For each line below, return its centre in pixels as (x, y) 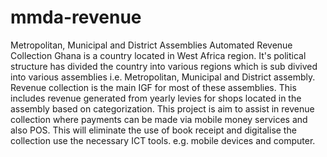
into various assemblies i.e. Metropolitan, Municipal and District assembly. (163, 77)
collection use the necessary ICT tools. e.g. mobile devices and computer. (163, 140)
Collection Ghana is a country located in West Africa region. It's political (158, 55)
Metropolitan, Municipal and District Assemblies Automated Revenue (151, 45)
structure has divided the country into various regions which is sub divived (164, 66)
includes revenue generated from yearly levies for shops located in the (156, 98)
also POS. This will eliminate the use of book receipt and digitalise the (153, 130)
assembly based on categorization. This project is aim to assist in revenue (162, 108)
